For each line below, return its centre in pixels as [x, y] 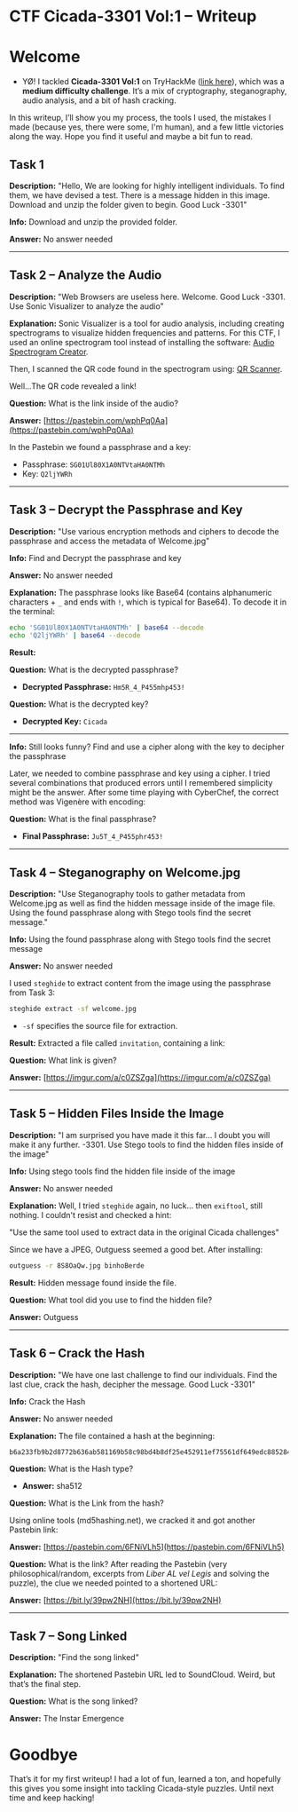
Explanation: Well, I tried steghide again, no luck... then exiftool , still [136, 1206]
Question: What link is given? [63, 1060]
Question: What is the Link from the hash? [86, 1503]
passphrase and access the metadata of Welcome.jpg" [110, 541]
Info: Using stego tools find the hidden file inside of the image [122, 1171]
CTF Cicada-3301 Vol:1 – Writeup [133, 16]
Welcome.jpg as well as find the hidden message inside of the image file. [142, 904]
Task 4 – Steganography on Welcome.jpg [125, 872]
